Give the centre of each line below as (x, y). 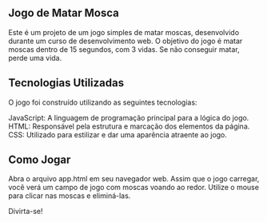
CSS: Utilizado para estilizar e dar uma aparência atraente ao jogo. (118, 134)
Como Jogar (40, 160)
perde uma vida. (35, 57)
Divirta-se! (26, 212)
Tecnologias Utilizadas (66, 83)
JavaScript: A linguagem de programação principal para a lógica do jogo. (129, 117)
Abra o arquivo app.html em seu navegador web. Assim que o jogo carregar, (134, 179)
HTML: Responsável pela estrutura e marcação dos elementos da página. (129, 126)
